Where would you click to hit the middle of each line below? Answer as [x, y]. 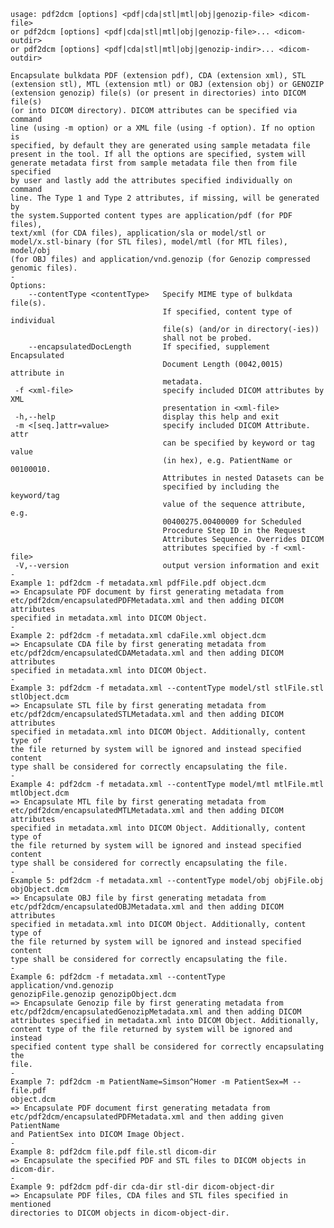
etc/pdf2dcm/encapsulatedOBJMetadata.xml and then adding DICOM [147, 907]
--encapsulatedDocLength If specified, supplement [149, 347]
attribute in [37, 373]
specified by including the [221, 487]
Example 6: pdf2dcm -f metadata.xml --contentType [118, 977]
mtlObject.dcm [40, 793]
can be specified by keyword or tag [238, 443]
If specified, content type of [227, 312]
